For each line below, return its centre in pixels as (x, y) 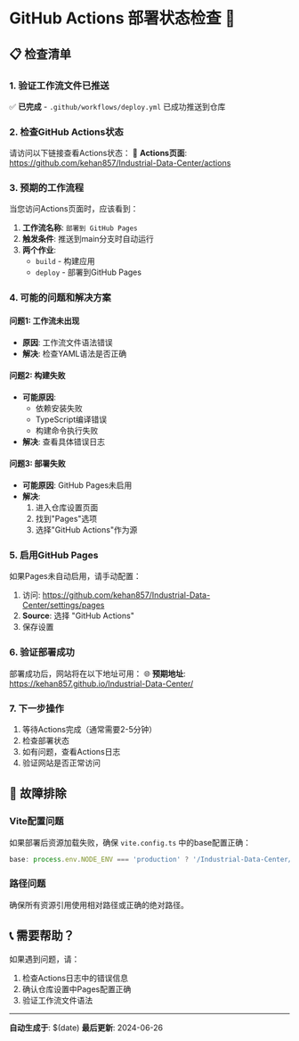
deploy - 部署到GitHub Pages (89, 272)
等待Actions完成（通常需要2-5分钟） (89, 729)
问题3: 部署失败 (38, 464)
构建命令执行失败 (67, 430)
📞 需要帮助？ (42, 936)
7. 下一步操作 (37, 708)
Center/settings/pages (63, 605)
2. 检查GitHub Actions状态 (67, 132)
